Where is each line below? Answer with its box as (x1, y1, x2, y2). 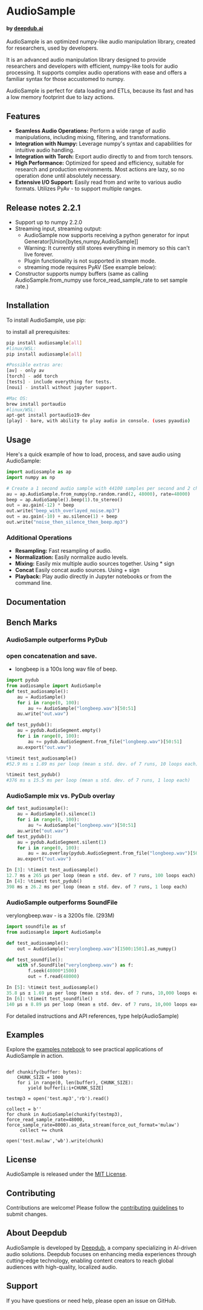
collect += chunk (19, 1127, 63, 1133)
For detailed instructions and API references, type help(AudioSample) (6, 1012, 179, 1020)
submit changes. (6, 1210, 48, 1217)
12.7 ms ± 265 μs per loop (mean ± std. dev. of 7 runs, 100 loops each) (6, 873, 196, 879)
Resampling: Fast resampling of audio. (14, 547, 112, 555)
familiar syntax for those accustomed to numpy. (6, 76, 125, 83)
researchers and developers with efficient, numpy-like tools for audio (6, 62, 178, 70)
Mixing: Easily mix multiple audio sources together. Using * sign (14, 560, 175, 567)
